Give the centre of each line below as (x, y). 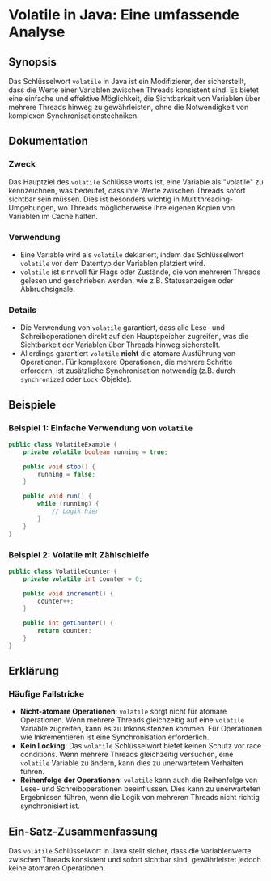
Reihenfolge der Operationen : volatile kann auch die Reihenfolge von (139, 780)
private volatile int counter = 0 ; (83, 579)
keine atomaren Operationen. (57, 868)
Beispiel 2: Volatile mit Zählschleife (79, 554)
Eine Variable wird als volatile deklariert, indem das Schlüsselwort (132, 254)
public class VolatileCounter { (63, 571)
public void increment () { (68, 593)
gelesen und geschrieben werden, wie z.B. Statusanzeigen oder (127, 280)
